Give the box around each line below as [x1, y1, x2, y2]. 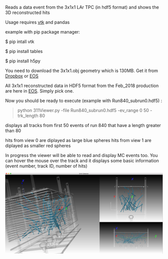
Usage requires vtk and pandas [5, 19, 70, 25]
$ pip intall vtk [5, 38, 34, 44]
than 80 [5, 127, 21, 133]
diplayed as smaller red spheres [5, 142, 71, 148]
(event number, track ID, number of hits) [5, 163, 87, 169]
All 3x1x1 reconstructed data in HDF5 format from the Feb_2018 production [5, 82, 159, 88]
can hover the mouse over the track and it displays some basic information [5, 157, 159, 163]
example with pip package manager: [5, 29, 80, 34]
